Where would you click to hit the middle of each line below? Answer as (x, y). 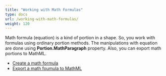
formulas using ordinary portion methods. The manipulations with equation (81, 43)
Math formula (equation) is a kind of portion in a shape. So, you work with (80, 38)
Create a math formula (35, 63)
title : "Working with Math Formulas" (44, 10)
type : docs (16, 14)
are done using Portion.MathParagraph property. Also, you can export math (83, 48)
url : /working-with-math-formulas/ (42, 19)
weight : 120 (17, 24)
